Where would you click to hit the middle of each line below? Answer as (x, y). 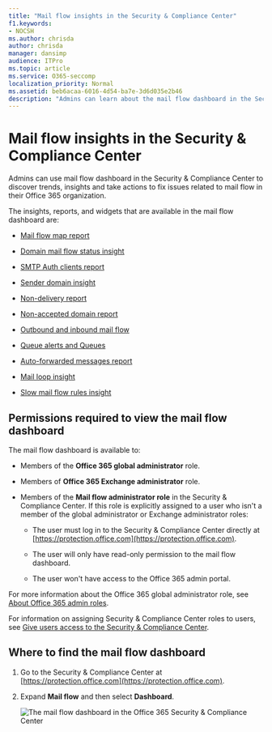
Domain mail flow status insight (72, 251)
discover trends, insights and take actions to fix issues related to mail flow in (136, 187)
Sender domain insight (57, 283)
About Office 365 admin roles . (59, 603)
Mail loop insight (47, 377)
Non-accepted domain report (69, 314)
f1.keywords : (30, 23)
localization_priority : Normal (61, 83)
